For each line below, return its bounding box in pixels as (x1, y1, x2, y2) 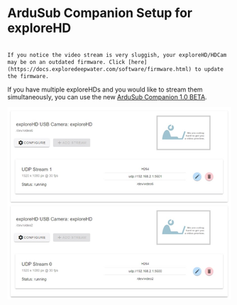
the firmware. (7, 72, 50, 79)
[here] (128, 58, 148, 65)
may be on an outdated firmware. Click (7, 58, 126, 65)
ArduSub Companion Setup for (7, 5, 193, 21)
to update (194, 65, 224, 72)
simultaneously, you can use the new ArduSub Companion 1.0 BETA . (7, 92, 207, 101)
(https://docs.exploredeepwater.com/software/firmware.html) (7, 65, 192, 72)
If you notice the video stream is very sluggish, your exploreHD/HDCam (7, 51, 227, 58)
